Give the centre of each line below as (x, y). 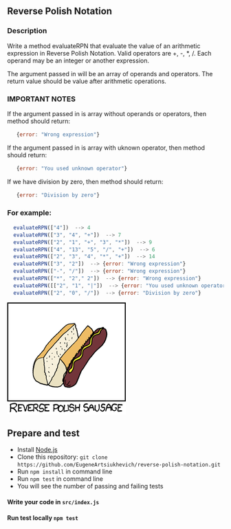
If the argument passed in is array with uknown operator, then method (106, 148)
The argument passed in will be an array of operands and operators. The (110, 74)
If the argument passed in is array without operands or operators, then (107, 113)
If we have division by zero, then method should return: (85, 181)
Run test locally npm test (43, 517)
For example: (29, 212)
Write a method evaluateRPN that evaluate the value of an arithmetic (104, 46)
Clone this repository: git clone (62, 457)
